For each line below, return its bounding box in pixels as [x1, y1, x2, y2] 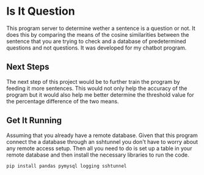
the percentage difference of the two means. [6, 97, 119, 105]
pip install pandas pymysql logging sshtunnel [6, 163, 127, 169]
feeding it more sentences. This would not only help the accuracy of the [6, 84, 188, 92]
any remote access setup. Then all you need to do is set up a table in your [6, 144, 192, 152]
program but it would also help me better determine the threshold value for [6, 91, 194, 99]
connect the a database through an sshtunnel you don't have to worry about [6, 138, 199, 145]
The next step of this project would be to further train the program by [6, 78, 180, 85]
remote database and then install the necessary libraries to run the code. [6, 151, 189, 158]
